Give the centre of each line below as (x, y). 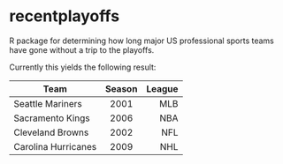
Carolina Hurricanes (55, 146)
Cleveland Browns (51, 132)
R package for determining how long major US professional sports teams (141, 41)
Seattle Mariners (48, 103)
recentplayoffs (65, 16)
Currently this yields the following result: (83, 67)
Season (121, 88)
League (162, 88)
